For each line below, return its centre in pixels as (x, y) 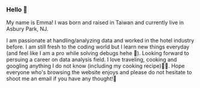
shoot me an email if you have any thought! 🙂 (61, 79)
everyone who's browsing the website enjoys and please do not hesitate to (99, 72)
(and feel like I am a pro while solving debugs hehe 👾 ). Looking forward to (98, 53)
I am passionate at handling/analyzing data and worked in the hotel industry (100, 41)
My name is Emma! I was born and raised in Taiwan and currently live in (95, 23)
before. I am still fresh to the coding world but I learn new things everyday (98, 47)
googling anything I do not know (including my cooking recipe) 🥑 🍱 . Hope (95, 66)
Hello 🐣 (17, 10)
